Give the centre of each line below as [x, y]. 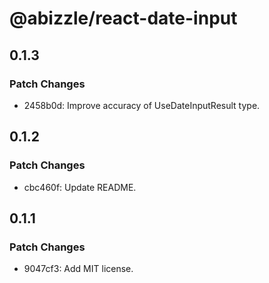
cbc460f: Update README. [80, 187]
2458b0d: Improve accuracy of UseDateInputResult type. [142, 105]
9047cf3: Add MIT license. [78, 269]
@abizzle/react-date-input [123, 18]
